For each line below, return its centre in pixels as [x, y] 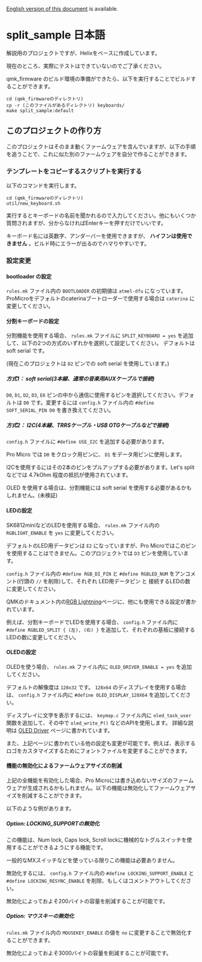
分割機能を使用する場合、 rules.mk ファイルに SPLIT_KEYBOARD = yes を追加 [100, 336]
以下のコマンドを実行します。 [43, 186]
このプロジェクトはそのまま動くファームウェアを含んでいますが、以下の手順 [101, 146]
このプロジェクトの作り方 [54, 131]
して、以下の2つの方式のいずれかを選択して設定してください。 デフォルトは [101, 343]
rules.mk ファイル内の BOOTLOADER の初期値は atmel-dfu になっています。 [96, 291]
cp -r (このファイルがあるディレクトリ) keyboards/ [65, 105]
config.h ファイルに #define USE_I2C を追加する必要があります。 [87, 442]
